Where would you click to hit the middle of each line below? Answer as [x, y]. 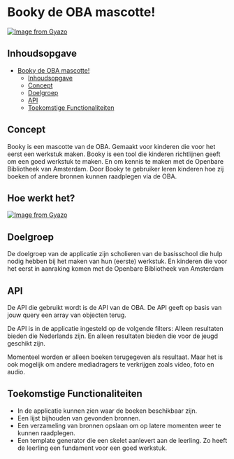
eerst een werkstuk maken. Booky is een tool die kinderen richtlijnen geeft [114, 154]
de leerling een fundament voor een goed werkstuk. [92, 448]
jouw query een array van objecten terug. [67, 315]
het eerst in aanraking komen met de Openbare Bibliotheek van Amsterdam [116, 269]
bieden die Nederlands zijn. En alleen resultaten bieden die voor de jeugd [113, 336]
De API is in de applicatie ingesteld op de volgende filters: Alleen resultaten [115, 329]
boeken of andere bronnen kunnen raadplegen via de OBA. [92, 176]
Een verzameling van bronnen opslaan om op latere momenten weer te [119, 425]
